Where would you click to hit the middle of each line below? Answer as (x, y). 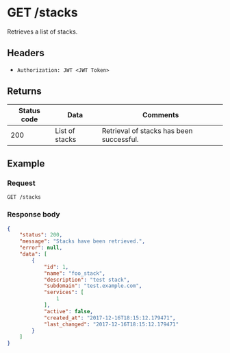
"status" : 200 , (41, 235)
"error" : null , (41, 248)
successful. (120, 139)
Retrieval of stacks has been (147, 130)
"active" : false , (68, 311)
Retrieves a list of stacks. (42, 32)
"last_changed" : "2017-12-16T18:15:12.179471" (111, 324)
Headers (26, 53)
